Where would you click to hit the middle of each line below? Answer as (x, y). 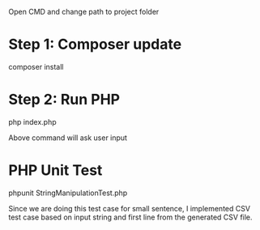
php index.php (32, 121)
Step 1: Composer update (95, 45)
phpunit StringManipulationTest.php (68, 193)
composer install (36, 66)
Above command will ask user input (68, 138)
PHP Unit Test (55, 170)
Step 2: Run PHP (64, 100)
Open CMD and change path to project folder (84, 12)
